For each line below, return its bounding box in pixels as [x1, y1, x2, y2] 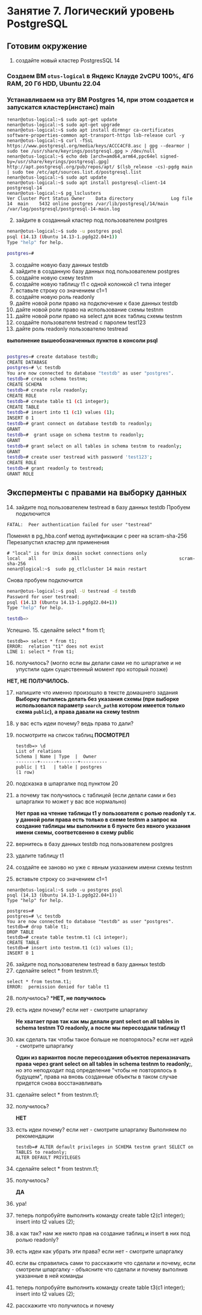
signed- [160, 153, 180, 160]
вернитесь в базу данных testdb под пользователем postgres [15, 841, 174, 848]
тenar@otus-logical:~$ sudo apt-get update [7, 117, 118, 123]
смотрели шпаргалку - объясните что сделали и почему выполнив [15, 1266, 188, 1273]
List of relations [15, 749, 62, 755]
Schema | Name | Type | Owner [15, 753, 97, 760]
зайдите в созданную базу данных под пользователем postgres [15, 268, 180, 275]
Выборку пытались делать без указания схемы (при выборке [15, 696, 179, 703]
